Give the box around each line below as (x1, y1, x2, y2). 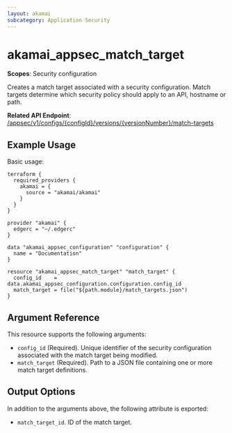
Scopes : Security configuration (7, 70, 97, 78)
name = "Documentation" (13, 250, 82, 258)
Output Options (7, 386, 76, 397)
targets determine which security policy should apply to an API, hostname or (7, 90, 226, 99)
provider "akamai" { (7, 220, 67, 227)
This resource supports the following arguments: (7, 330, 147, 338)
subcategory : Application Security (7, 17, 110, 24)
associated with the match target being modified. (17, 351, 158, 359)
